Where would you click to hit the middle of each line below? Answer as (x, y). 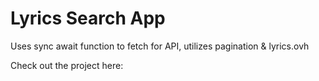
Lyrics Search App (88, 18)
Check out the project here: (67, 65)
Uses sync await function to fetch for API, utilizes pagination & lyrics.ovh (160, 46)
